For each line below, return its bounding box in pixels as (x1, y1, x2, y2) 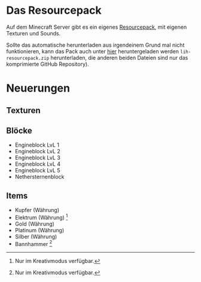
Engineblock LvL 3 (14, 154, 61, 162)
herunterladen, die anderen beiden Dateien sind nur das (50, 54, 188, 61)
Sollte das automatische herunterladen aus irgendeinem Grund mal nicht (6, 41, 185, 48)
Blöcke (6, 125, 33, 135)
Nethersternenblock (14, 173, 65, 180)
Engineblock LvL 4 (14, 160, 61, 168)
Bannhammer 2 (14, 239, 53, 247)
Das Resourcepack (6, 4, 102, 17)
